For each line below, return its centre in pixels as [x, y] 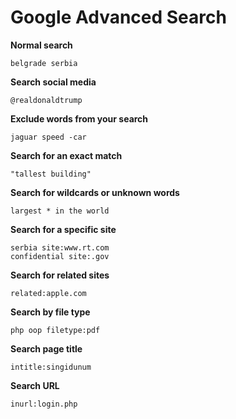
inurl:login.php [44, 404]
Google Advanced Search [118, 17]
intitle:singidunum [51, 367]
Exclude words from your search [79, 118]
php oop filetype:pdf [55, 330]
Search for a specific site [63, 229]
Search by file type [50, 312]
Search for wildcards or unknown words [95, 192]
